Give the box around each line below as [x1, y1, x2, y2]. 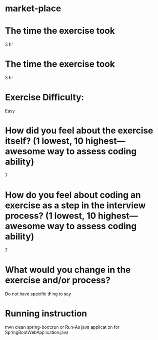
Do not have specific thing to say [5, 291, 72, 297]
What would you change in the [5, 264, 131, 276]
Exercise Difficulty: [5, 92, 84, 103]
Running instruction [5, 308, 87, 319]
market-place [5, 3, 61, 14]
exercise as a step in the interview [5, 200, 146, 211]
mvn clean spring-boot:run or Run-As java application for [5, 324, 120, 330]
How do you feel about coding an [5, 190, 141, 201]
